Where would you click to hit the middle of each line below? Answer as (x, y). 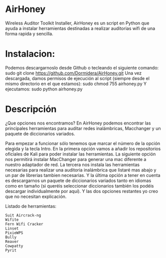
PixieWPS (14, 233)
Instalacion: (30, 54)
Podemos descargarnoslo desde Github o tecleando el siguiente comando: (82, 67)
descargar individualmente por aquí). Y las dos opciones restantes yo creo (82, 191)
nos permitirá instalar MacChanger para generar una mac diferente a (76, 159)
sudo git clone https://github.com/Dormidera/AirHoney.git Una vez (74, 73)
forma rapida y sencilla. (29, 33)
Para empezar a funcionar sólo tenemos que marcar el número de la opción (83, 143)
